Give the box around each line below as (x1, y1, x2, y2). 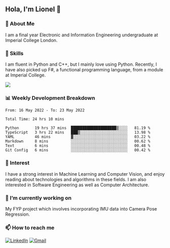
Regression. (5, 211, 30, 217)
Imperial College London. (5, 37, 58, 43)
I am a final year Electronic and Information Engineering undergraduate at (5, 31, 158, 38)
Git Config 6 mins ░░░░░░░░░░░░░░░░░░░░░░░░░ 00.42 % (5, 148, 151, 153)
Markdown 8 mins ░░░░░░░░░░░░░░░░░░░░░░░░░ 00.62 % (5, 139, 151, 144)
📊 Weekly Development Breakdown (5, 94, 95, 101)
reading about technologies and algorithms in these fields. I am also (5, 176, 147, 182)
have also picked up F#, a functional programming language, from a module (5, 66, 163, 72)
